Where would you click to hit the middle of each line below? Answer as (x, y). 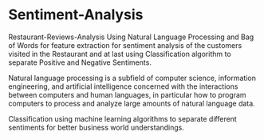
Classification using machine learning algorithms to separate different (122, 118)
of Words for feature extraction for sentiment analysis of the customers (125, 45)
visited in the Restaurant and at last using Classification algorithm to (120, 54)
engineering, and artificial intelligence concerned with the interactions (123, 86)
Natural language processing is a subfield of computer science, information (132, 78)
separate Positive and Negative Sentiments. (80, 62)
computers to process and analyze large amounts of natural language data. (132, 103)
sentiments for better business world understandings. (97, 127)
